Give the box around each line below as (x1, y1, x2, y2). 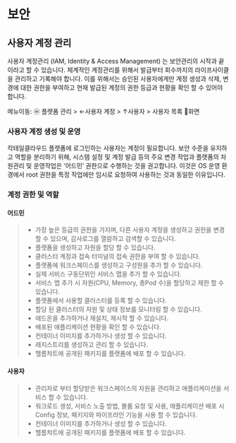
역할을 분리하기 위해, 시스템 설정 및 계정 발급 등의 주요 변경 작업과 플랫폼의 (14, 153, 220, 161)
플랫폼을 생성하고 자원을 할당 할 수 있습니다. (35, 243, 156, 252)
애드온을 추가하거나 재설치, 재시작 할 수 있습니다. (35, 314, 169, 322)
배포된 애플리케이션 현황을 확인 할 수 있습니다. (35, 323, 161, 331)
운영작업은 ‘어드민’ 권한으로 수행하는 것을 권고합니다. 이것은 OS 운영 (33, 162, 221, 170)
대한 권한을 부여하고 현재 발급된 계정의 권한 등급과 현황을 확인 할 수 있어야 (20, 83, 223, 92)
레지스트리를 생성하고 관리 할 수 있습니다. (35, 341, 149, 349)
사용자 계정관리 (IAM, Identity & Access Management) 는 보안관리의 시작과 (7, 57, 217, 65)
